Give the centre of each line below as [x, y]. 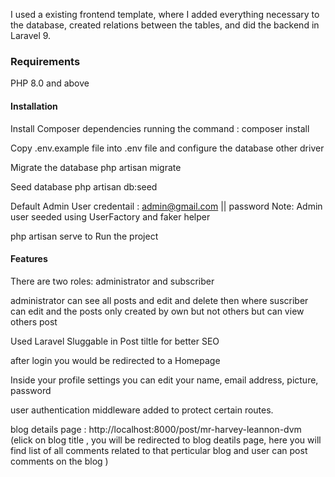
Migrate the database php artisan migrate [96, 167]
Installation [34, 106]
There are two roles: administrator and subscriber [112, 281]
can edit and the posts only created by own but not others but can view [157, 311]
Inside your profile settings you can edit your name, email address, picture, [164, 380]
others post [34, 321]
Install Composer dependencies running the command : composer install [160, 128]
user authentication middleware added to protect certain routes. [142, 410]
